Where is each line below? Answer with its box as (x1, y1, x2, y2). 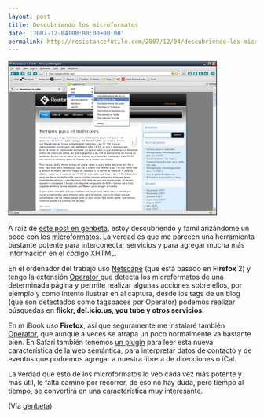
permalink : (8, 38, 44, 46)
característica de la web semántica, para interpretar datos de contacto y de (8, 346, 253, 355)
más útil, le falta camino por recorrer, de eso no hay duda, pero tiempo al (8, 378, 244, 387)
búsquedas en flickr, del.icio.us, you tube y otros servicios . (8, 306, 204, 315)
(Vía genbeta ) (8, 401, 53, 411)
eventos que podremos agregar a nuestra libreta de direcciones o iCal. (8, 354, 237, 364)
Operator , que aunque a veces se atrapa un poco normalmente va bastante (8, 329, 251, 339)
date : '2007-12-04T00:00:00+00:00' (8, 29, 125, 37)
